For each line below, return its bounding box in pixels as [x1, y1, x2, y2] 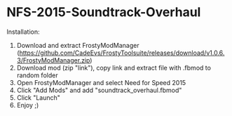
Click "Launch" [16, 93, 61, 102]
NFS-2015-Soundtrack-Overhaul [6, 4, 201, 20]
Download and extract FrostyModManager [16, 41, 139, 49]
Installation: [6, 27, 40, 36]
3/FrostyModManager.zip [16, 56, 90, 64]
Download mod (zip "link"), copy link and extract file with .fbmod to [16, 63, 212, 72]
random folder [16, 71, 58, 79]
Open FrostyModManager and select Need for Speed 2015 [16, 78, 186, 86]
